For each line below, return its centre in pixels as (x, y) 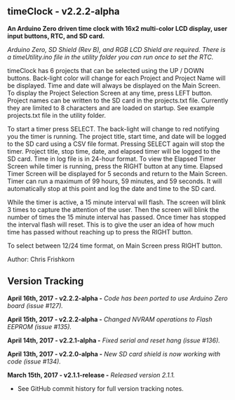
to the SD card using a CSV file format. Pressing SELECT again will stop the (116, 144)
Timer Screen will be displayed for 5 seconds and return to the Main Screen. (117, 173)
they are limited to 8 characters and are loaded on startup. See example (111, 107)
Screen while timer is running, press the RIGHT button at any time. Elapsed (115, 166)
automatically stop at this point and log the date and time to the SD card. (112, 188)
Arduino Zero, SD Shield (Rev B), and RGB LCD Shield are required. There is (116, 49)
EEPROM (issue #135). (40, 326)
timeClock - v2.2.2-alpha (63, 12)
